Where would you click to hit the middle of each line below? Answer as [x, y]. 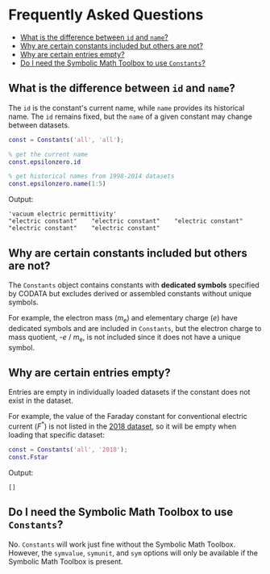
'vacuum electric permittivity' [62, 214]
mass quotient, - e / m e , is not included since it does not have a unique [125, 338]
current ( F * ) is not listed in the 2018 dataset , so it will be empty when [123, 425]
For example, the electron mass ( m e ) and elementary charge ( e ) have [123, 318]
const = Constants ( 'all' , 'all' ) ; [66, 140]
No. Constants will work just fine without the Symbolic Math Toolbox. [122, 544]
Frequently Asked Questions [106, 15]
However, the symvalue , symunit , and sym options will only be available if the [133, 553]
